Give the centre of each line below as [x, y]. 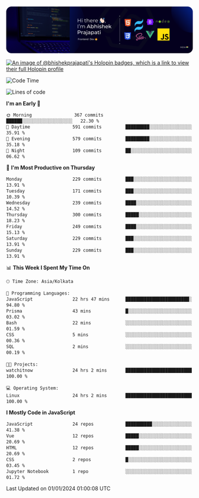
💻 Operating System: [33, 388]
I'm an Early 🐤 [23, 103]
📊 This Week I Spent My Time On [48, 268]
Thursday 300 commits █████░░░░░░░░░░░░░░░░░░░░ [99, 215]
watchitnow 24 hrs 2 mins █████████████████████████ [99, 371]
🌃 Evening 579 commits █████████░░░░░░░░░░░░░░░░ [99, 139]
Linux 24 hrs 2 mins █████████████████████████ [99, 395]
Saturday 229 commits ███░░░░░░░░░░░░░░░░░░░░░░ [99, 238]
